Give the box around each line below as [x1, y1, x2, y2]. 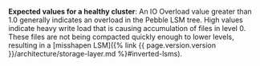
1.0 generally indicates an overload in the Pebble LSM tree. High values [8, 15, 243, 25]
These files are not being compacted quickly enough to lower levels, [8, 32, 234, 41]
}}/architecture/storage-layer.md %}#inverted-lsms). [8, 49, 183, 58]
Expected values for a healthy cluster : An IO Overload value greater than [8, 7, 253, 16]
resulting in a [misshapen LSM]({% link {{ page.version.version [8, 41, 217, 50]
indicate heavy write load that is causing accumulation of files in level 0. [8, 24, 246, 33]
